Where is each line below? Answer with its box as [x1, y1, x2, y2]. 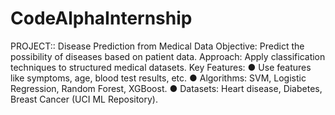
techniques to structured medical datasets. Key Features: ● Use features [10, 61, 312, 73]
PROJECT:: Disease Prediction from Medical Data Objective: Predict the [10, 40, 305, 52]
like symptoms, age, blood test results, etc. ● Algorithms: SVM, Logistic [10, 72, 307, 84]
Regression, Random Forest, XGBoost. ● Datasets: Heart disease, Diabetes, [10, 82, 323, 94]
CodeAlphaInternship [10, 7, 193, 30]
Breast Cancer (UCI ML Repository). [10, 93, 158, 105]
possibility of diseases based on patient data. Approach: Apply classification [10, 50, 326, 62]
